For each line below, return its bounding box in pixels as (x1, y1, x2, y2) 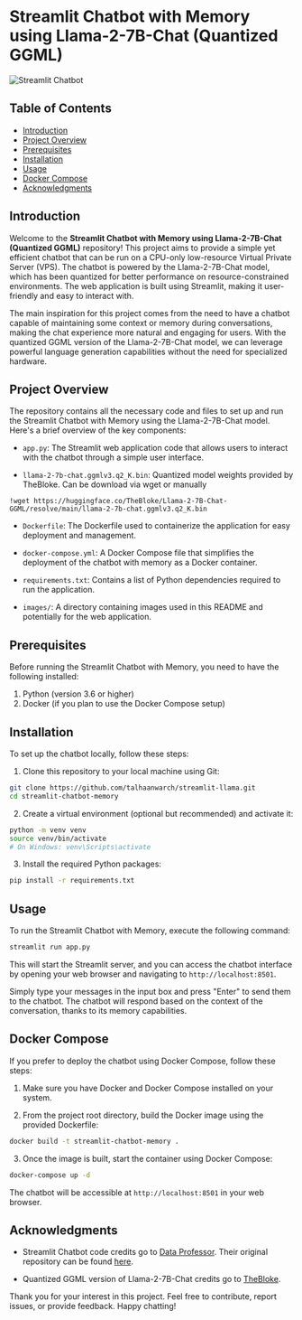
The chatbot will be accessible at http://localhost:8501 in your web (9, 1186, 264, 1198)
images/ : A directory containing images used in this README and (22, 602, 263, 613)
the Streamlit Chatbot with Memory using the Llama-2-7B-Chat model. (9, 416, 270, 426)
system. (22, 1091, 52, 1103)
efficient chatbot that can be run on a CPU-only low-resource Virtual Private (9, 251, 292, 263)
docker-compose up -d (9, 1170, 91, 1180)
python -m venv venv (9, 825, 87, 835)
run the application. (22, 585, 95, 595)
